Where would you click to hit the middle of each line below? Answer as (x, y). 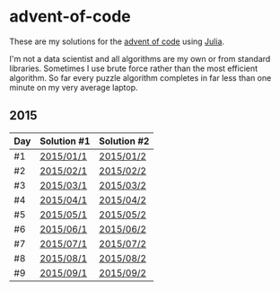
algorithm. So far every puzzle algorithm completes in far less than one (140, 77)
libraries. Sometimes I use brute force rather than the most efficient (134, 68)
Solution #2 (124, 141)
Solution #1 (65, 141)
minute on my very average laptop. (74, 87)
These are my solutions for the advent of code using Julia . (117, 41)
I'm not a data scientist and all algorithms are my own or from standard (140, 58)
